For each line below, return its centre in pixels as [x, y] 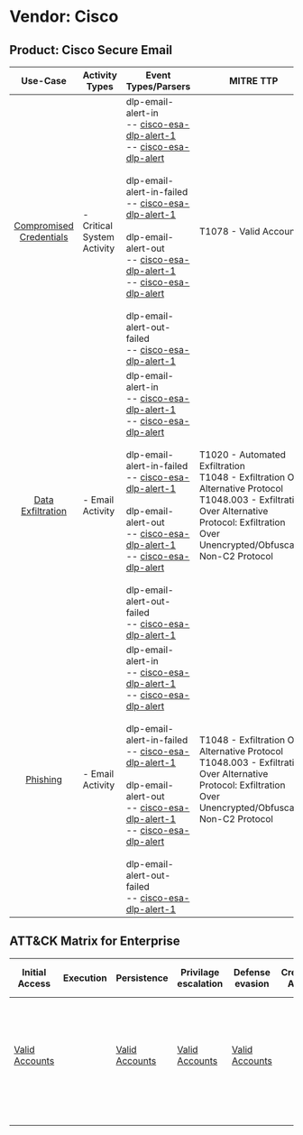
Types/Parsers [158, 86]
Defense [252, 972]
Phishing [44, 780]
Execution [85, 978]
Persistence [142, 978]
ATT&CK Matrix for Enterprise [95, 941]
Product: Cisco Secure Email [91, 50]
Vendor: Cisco [64, 17]
